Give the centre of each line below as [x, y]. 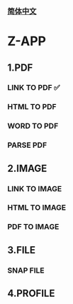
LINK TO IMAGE [35, 188]
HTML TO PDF [32, 107]
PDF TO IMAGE [33, 227]
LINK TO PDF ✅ [34, 88]
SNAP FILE [26, 270]
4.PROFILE [31, 294]
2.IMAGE [27, 168]
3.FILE [21, 250]
